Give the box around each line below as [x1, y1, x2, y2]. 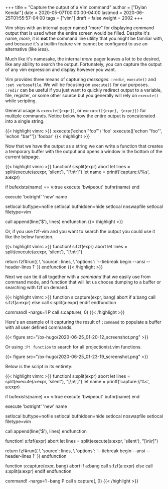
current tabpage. [5, 154, 40, 160]
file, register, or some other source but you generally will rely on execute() [5, 93, 159, 98]
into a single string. [5, 118, 45, 124]
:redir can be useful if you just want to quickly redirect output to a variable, [5, 87, 162, 93]
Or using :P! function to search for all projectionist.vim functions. [5, 344, 142, 350]
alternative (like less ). [5, 46, 50, 52]
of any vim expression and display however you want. [5, 66, 116, 73]
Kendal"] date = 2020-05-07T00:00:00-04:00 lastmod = [5, 10, 123, 16]
